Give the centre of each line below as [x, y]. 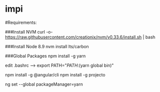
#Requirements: [21, 22]
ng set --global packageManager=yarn [44, 84]
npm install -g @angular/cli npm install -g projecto [55, 74]
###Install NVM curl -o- [29, 32]
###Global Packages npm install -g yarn [45, 56]
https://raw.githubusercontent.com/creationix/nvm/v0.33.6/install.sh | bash [80, 37]
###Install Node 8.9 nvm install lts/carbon [47, 46]
